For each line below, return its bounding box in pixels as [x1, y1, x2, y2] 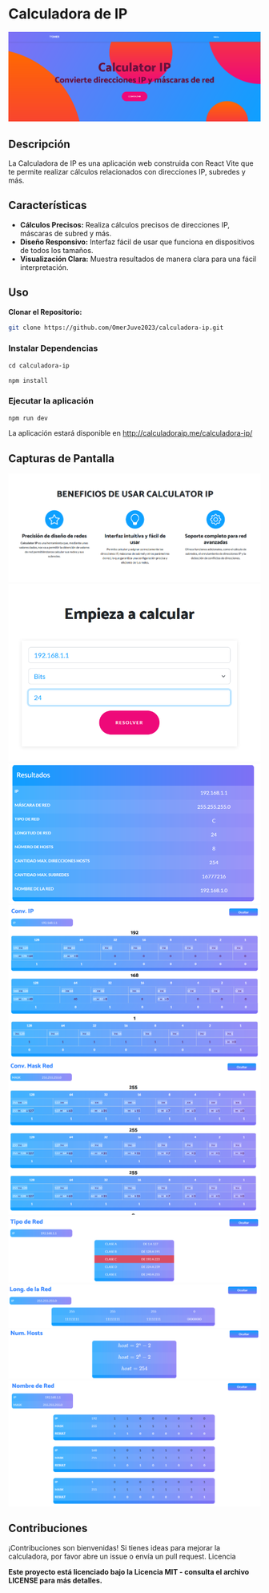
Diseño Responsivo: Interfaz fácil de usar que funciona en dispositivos [19, 237, 255, 247]
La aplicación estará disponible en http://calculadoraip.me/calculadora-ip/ [8, 428, 253, 438]
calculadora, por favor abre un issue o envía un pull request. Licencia [8, 1551, 236, 1561]
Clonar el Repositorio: [8, 307, 82, 316]
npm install [8, 376, 48, 384]
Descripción [8, 137, 70, 151]
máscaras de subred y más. [19, 228, 112, 238]
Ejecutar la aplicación [8, 395, 94, 406]
